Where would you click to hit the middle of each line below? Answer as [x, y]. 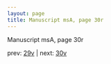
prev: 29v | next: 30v [37, 53]
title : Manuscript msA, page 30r [55, 20]
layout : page [26, 13]
